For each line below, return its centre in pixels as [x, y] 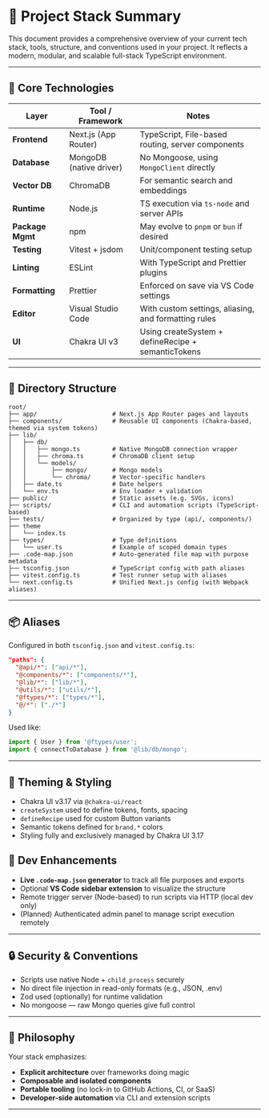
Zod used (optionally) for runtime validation [91, 996]
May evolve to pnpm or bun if [191, 226]
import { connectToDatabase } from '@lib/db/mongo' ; [98, 750]
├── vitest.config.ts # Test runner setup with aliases [118, 575]
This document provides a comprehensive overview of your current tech [128, 38]
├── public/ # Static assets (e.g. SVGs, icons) [121, 498]
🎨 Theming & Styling [60, 782]
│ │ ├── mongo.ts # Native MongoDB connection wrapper [123, 449]
